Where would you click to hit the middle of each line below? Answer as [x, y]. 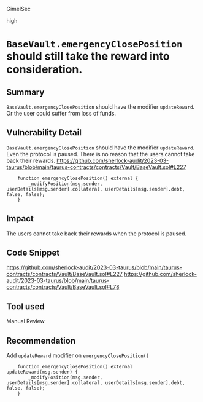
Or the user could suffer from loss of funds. [61, 113]
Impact [20, 219]
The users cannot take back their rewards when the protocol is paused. [97, 234]
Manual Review [25, 321]
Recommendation [41, 341]
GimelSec [18, 9]
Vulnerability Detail [44, 132]
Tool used [25, 306]
